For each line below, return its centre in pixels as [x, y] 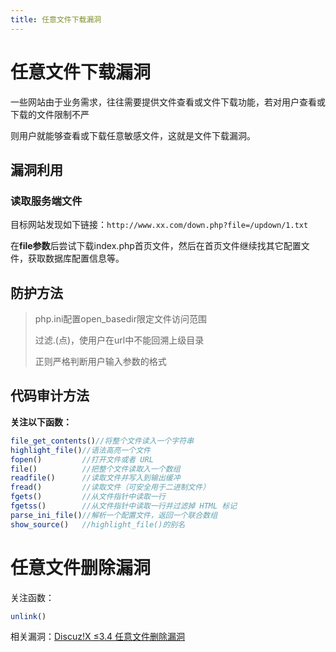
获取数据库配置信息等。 [76, 258]
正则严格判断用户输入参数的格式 [100, 362]
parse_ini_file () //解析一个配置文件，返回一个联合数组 [114, 515]
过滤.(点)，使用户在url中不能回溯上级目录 [119, 340]
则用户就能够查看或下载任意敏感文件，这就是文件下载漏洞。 [133, 135]
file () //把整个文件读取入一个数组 [95, 469]
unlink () [28, 616]
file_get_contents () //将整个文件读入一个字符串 [102, 441]
